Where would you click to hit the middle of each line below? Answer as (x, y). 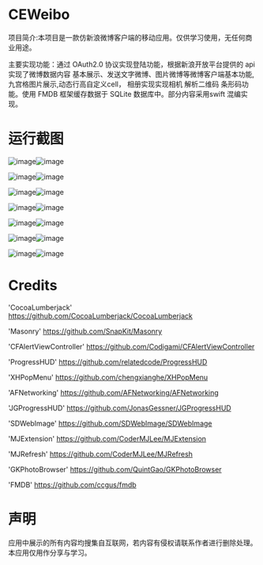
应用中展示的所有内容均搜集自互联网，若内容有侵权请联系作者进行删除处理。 (133, 542)
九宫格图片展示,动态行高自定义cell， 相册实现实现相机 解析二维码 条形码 (125, 84)
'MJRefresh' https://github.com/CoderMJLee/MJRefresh (101, 454)
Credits (33, 286)
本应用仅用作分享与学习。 (50, 552)
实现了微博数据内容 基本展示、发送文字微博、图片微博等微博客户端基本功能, (131, 74)
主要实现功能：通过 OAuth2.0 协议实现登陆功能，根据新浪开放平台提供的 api (131, 64)
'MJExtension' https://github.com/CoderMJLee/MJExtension (107, 438)
